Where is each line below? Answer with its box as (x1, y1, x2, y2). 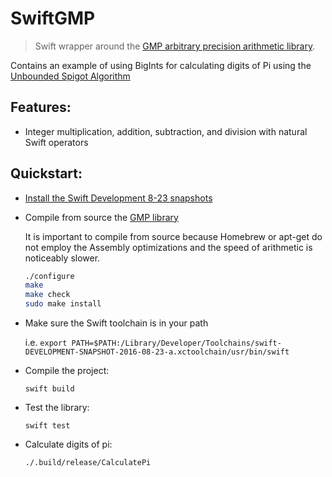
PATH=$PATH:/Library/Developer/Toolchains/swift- (71, 338, 282, 349)
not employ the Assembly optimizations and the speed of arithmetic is (24, 241, 313, 253)
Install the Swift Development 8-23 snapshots (24, 192, 213, 204)
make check (24, 290, 71, 300)
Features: (10, 99, 72, 116)
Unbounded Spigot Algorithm (10, 70, 131, 82)
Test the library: (24, 402, 90, 414)
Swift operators (24, 136, 89, 148)
